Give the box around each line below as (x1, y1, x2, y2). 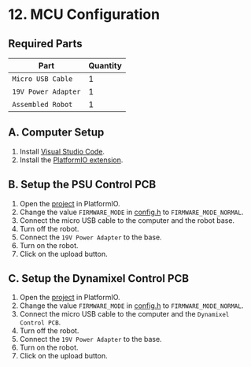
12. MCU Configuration (8, 6, 160, 24)
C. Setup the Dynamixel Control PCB (8, 272, 190, 285)
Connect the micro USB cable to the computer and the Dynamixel (19, 310, 230, 319)
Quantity (88, 61, 122, 71)
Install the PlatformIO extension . (19, 155, 124, 165)
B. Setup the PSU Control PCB (8, 178, 157, 191)
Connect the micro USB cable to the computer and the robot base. (19, 215, 234, 225)
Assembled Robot (12, 100, 73, 109)
